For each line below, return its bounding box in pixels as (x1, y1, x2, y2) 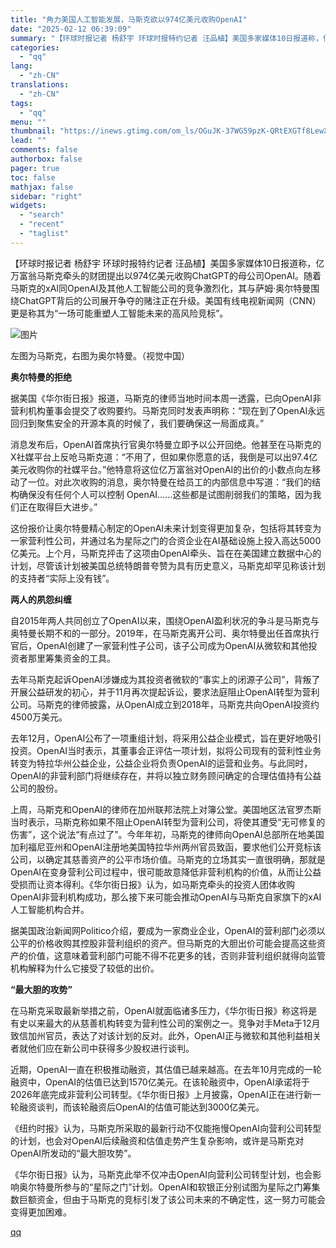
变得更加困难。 (10, 1206, 72, 1218)
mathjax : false (10, 182, 74, 192)
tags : (10, 98, 33, 108)
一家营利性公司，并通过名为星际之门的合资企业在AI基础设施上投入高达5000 (10, 534, 322, 546)
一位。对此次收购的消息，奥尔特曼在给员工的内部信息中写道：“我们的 (27, 476, 313, 488)
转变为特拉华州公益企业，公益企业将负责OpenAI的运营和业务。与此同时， (10, 757, 313, 769)
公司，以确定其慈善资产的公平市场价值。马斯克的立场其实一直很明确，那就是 (10, 853, 326, 865)
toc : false (10, 172, 56, 183)
